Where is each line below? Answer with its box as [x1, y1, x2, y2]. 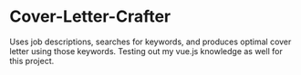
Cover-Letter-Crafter [9, 6, 171, 27]
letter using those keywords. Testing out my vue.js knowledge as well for [9, 45, 283, 56]
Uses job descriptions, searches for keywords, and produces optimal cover [9, 36, 292, 47]
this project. [9, 55, 55, 66]
